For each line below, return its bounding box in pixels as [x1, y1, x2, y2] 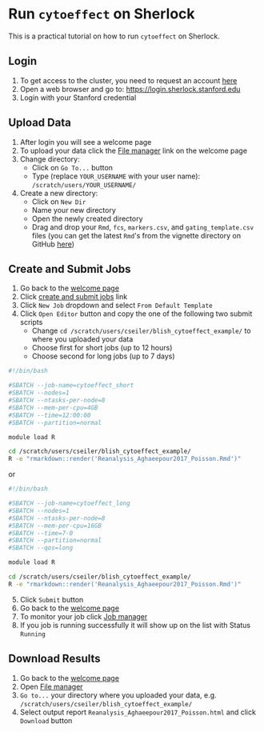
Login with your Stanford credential [19, 93, 137, 102]
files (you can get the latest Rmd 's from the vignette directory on [31, 230, 242, 240]
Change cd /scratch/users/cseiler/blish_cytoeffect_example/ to [31, 326, 251, 336]
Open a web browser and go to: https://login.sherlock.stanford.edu [19, 84, 241, 94]
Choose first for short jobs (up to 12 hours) [31, 343, 173, 353]
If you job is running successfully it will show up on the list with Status [19, 620, 250, 630]
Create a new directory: [19, 188, 98, 198]
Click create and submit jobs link [19, 292, 128, 302]
